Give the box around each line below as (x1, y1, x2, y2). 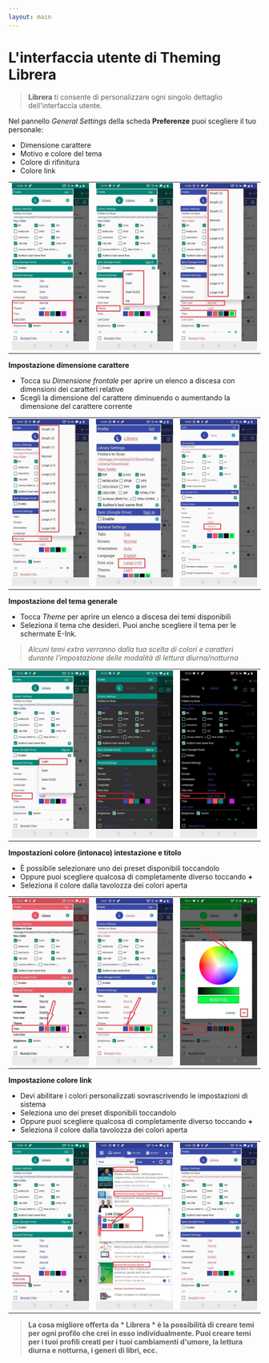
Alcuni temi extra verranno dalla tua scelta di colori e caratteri (27, 645, 234, 654)
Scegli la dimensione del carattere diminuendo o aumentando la (19, 393, 231, 402)
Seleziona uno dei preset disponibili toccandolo (19, 1108, 177, 1118)
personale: (8, 124, 44, 134)
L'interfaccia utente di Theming (8, 48, 222, 67)
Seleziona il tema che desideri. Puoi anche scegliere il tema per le (19, 621, 237, 630)
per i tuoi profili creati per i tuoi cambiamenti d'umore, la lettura (27, 1337, 243, 1347)
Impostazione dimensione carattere (8, 361, 130, 370)
